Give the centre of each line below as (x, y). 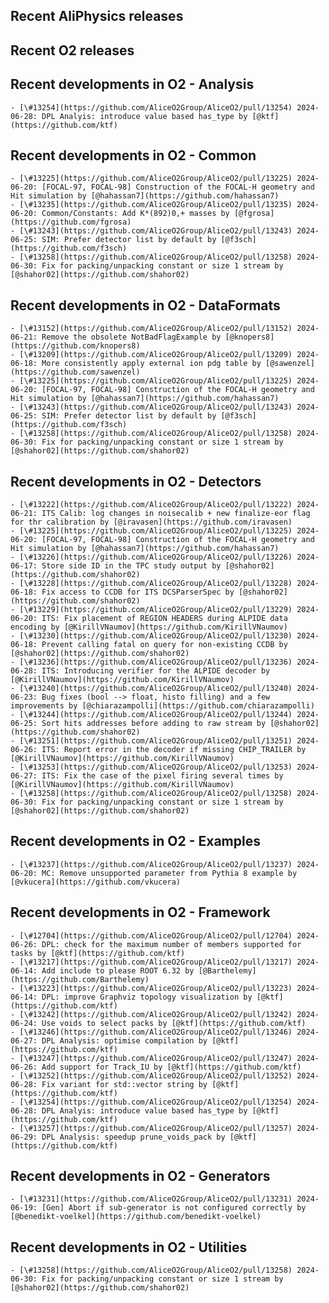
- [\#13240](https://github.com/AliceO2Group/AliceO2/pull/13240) (151, 689)
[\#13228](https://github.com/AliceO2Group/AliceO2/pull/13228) (156, 584)
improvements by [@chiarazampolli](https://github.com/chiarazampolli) (162, 706)
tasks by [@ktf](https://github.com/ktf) (98, 953)
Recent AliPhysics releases (97, 16)
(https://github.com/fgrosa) (71, 222)
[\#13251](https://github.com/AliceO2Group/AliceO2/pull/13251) (156, 741)
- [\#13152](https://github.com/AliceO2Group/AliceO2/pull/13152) (151, 329)
